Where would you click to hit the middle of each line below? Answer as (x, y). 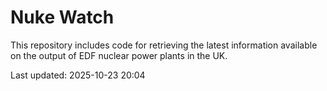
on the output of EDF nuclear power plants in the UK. (119, 55)
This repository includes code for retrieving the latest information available (164, 45)
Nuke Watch (62, 17)
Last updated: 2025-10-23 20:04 (78, 75)
